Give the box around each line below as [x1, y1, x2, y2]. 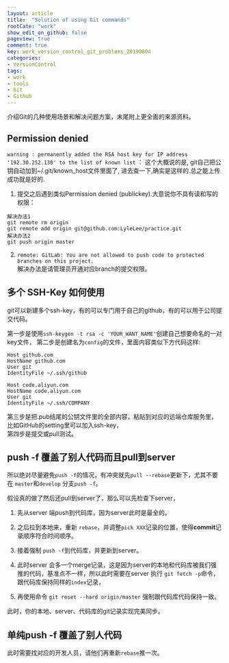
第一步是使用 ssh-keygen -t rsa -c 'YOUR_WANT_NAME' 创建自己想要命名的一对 [7, 329, 222, 337]
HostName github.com [7, 357, 66, 364]
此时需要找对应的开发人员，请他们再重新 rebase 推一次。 [7, 649, 163, 657]
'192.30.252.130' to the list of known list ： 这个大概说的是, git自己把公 [7, 158, 222, 166]
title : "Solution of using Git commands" [7, 16, 130, 23]
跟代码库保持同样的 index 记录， [16, 578, 105, 586]
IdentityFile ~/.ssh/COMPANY [7, 399, 90, 407]
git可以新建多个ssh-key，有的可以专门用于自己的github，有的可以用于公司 [7, 306, 217, 314]
